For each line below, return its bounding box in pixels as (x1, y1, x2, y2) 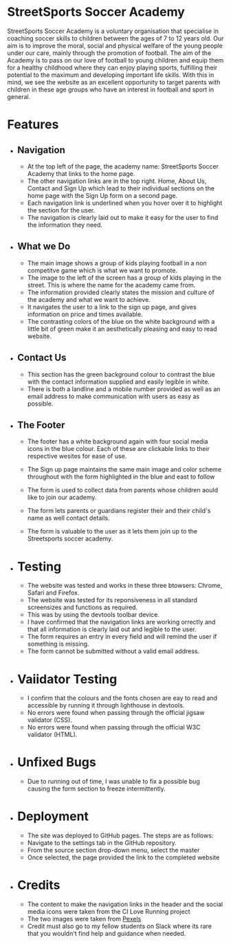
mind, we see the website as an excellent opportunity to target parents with (7, 78, 221, 86)
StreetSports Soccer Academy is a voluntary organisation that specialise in (7, 27, 219, 35)
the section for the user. (27, 206, 96, 214)
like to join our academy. (27, 493, 97, 502)
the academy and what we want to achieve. (27, 295, 151, 303)
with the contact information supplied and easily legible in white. (27, 377, 210, 386)
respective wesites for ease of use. (27, 452, 127, 461)
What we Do (16, 241, 71, 252)
